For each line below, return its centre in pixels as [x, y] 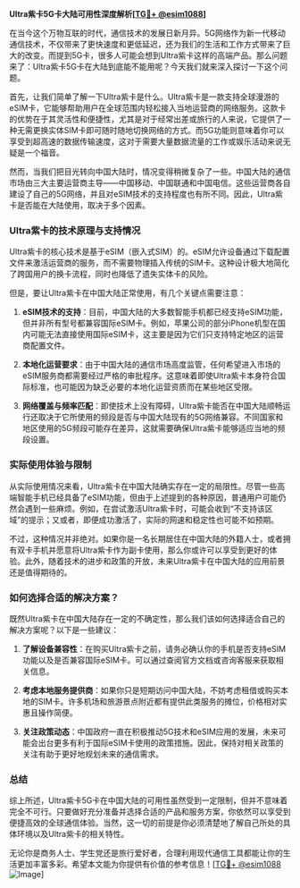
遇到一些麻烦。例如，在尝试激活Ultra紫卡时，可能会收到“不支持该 [145, 508]
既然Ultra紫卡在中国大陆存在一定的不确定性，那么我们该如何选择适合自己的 [147, 618]
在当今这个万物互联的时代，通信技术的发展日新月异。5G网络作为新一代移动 [147, 33]
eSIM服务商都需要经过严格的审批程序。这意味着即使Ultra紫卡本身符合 [150, 376]
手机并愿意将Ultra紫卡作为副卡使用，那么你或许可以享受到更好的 [151, 550]
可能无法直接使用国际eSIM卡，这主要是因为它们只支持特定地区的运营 [157, 334]
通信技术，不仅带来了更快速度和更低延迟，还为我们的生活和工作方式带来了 [146, 44]
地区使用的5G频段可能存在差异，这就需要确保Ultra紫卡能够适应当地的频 [154, 428]
